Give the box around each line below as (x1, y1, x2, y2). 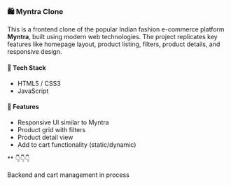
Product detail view (17, 133, 73, 141)
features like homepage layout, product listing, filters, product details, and (7, 40, 220, 48)
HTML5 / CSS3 (17, 79, 61, 87)
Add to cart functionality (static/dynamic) (17, 140, 136, 149)
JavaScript (17, 87, 49, 95)
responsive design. (7, 48, 62, 56)
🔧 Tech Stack (7, 63, 47, 72)
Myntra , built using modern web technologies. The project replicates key (7, 33, 218, 41)
